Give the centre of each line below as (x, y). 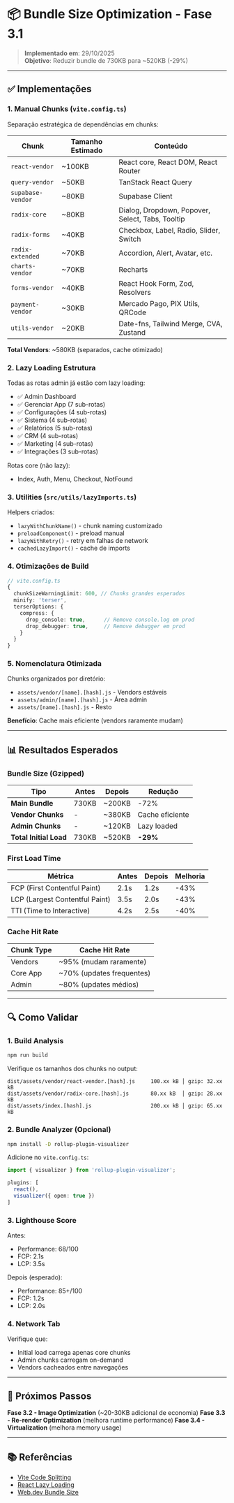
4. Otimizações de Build (48, 566)
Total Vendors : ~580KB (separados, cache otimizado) (85, 349)
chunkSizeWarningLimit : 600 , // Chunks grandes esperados (100, 594)
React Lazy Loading (46, 1485)
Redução (164, 792)
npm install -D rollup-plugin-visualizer (68, 1144)
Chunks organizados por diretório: (56, 678)
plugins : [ (23, 1183)
